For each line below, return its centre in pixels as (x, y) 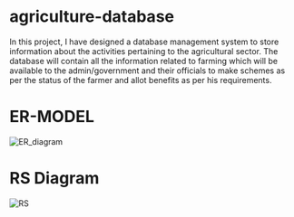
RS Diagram (54, 179)
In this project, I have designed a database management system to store (144, 42)
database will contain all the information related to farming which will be (144, 61)
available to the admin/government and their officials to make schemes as (147, 71)
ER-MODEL (52, 117)
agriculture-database (92, 17)
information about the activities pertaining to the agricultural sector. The (144, 51)
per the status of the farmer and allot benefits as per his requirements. (141, 80)
